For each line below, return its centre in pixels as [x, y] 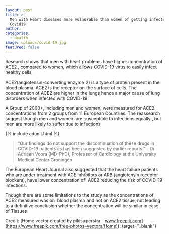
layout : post [19, 10]
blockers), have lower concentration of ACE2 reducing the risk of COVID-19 [84, 180]
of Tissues [16, 211]
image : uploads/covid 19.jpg [36, 43]
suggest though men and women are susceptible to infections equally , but [83, 118]
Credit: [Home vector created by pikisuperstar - [55, 221]
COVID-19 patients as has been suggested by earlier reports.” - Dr [86, 148]
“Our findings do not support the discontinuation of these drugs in [86, 143]
